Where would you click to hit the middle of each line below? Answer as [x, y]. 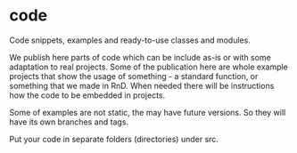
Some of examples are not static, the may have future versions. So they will [148, 112]
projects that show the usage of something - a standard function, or [134, 76]
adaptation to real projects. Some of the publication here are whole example [148, 67]
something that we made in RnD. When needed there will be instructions [142, 85]
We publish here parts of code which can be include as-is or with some [140, 57]
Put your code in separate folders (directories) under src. [114, 139]
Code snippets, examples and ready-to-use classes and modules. [130, 40]
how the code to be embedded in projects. [87, 95]
